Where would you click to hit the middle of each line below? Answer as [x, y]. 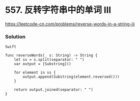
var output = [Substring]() [42, 64]
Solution [15, 36]
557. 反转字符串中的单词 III [58, 10]
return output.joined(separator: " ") [54, 90]
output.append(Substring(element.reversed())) [71, 77]
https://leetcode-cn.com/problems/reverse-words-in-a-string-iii [70, 24]
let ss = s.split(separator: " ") [49, 60]
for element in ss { [35, 73]
